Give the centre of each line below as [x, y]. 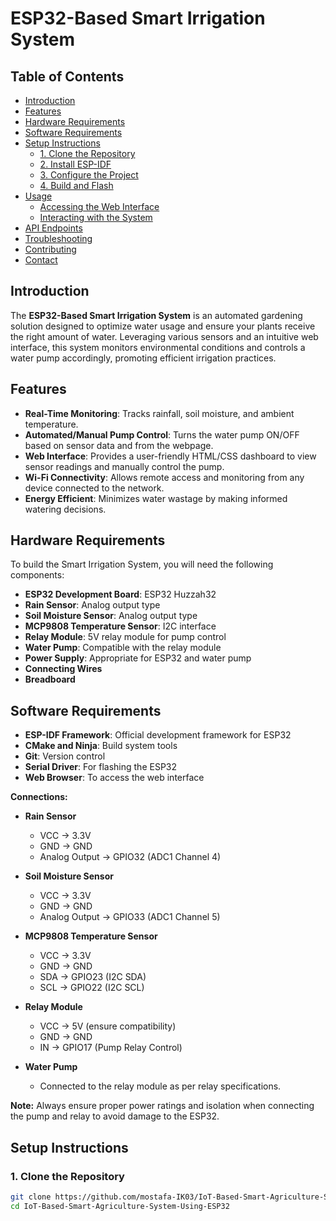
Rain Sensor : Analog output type [92, 605]
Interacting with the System [96, 217]
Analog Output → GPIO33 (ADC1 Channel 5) [130, 917]
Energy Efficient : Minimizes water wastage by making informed [156, 498]
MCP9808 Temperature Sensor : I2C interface [120, 626]
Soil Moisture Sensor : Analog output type [111, 616]
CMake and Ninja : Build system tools [101, 746]
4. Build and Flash [76, 185]
